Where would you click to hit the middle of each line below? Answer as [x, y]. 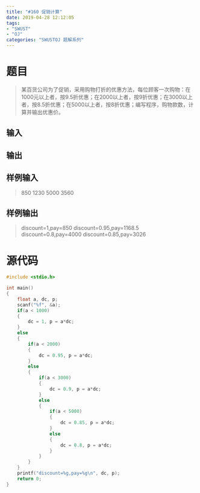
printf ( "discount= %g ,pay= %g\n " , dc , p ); [69, 473]
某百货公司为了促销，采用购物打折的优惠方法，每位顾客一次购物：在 [106, 89]
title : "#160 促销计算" [34, 12]
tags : [13, 23]
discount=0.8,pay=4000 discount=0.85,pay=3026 [83, 234]
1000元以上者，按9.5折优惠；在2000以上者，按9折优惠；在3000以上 [107, 97]
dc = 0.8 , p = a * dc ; [86, 445]
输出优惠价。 [48, 112]
